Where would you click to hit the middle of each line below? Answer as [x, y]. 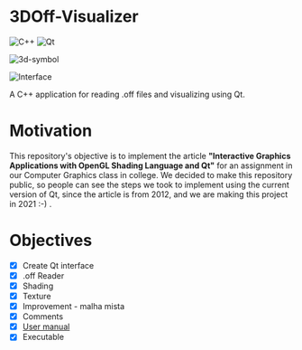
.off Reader [43, 275]
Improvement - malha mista [73, 307]
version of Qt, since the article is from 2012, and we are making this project [149, 194]
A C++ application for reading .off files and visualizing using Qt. [127, 94]
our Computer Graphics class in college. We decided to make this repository [151, 175]
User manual [46, 326]
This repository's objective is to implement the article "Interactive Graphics [150, 156]
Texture [37, 296]
